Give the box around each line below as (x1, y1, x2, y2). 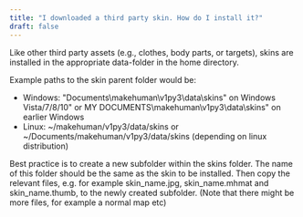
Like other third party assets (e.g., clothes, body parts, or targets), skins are (9, 46, 294, 57)
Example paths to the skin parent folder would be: (9, 74, 197, 85)
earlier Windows (22, 111, 85, 122)
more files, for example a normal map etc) (9, 197, 167, 208)
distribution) (22, 140, 69, 151)
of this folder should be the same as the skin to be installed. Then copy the (9, 168, 290, 179)
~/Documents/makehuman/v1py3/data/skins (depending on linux (22, 130, 267, 141)
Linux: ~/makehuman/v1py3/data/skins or (22, 120, 180, 132)
